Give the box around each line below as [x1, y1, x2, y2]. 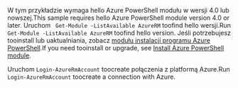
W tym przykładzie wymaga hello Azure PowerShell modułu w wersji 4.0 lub [7, 6, 229, 14]
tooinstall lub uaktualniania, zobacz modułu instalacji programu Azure [7, 36, 211, 45]
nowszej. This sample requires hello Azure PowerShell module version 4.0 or [7, 13, 229, 22]
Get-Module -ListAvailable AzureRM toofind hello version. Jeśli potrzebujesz [7, 28, 232, 37]
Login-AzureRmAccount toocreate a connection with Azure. [7, 72, 176, 81]
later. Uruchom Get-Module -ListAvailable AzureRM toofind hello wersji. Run [7, 21, 231, 29]
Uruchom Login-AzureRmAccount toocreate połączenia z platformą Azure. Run [7, 65, 231, 73]
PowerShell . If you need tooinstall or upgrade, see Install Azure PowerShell [7, 44, 225, 52]
